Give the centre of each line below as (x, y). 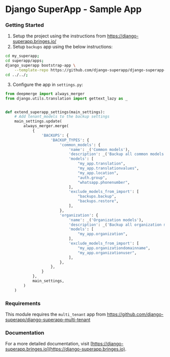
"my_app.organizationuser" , (107, 253)
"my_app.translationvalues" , (108, 168)
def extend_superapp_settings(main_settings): (55, 112)
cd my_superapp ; (22, 56)
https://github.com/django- (135, 315)
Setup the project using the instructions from (59, 36)
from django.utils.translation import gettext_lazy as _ (67, 98)
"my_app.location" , (98, 173)
